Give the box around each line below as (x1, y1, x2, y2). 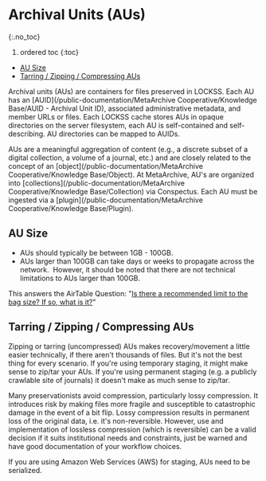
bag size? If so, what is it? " (8, 297, 96, 307)
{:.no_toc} (8, 32, 41, 41)
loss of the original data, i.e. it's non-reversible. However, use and (8, 416, 225, 425)
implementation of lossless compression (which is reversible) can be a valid (8, 424, 256, 434)
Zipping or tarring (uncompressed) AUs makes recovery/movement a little (8, 341, 250, 351)
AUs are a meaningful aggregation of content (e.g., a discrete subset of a (8, 144, 248, 154)
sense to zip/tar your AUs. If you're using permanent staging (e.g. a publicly (8, 366, 257, 376)
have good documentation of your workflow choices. (8, 441, 182, 451)
